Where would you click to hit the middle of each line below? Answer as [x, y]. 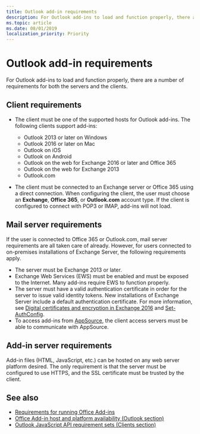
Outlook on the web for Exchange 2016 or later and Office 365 [100, 162]
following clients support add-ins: [56, 125]
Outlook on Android [48, 156]
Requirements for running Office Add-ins [65, 412]
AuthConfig [29, 314]
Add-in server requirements [59, 346]
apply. [14, 258]
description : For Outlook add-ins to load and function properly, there [98, 17]
